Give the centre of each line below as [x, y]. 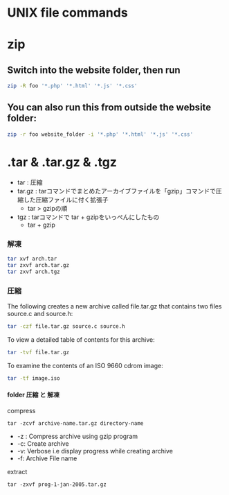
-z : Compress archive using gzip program [77, 436]
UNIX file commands [67, 13]
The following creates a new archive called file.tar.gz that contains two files [114, 306]
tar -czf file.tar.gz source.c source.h [66, 326]
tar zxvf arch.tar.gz [38, 265]
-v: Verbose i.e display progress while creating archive [95, 451]
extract [17, 471]
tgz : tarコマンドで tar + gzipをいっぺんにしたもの [88, 217]
